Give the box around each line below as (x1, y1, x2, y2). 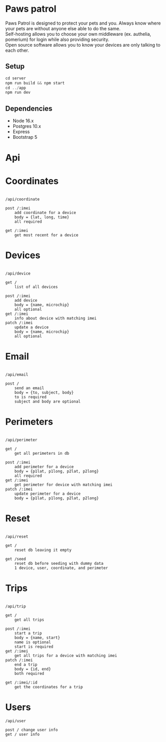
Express (12, 129, 30, 135)
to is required (14, 395, 47, 400)
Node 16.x (12, 118, 34, 124)
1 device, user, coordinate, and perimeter (14, 565, 108, 570)
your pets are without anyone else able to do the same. (5, 25, 121, 31)
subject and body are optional (14, 399, 81, 405)
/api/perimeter (5, 437, 38, 442)
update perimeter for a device (14, 491, 81, 496)
